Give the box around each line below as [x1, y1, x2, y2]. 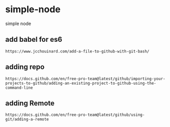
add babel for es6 [5, 35, 62, 44]
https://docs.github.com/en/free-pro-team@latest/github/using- [5, 112, 145, 118]
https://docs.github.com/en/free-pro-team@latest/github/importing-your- [5, 76, 166, 81]
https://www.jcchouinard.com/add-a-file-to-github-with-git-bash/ [5, 48, 150, 54]
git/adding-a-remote [5, 117, 50, 122]
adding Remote [5, 98, 55, 108]
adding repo [5, 63, 45, 71]
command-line [5, 85, 33, 90]
